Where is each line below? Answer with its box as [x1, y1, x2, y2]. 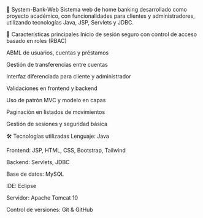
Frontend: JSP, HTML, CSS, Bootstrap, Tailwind [6, 147, 126, 154]
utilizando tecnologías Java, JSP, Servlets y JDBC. [6, 19, 134, 26]
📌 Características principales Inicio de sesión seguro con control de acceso [6, 31, 197, 38]
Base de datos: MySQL [6, 170, 64, 178]
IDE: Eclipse [6, 182, 37, 189]
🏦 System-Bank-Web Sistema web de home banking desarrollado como [6, 6, 187, 13]
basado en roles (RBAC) [6, 37, 67, 44]
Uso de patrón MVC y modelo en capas [6, 97, 106, 103]
